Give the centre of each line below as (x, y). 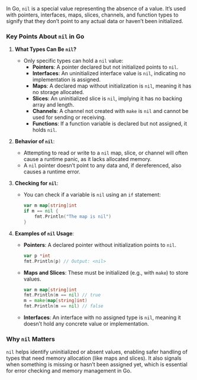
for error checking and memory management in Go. (69, 371)
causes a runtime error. (52, 172)
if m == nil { (41, 211)
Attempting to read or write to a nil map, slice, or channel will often (106, 153)
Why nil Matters (30, 339)
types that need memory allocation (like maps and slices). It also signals (94, 358)
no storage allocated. (58, 92)
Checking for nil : (36, 183)
